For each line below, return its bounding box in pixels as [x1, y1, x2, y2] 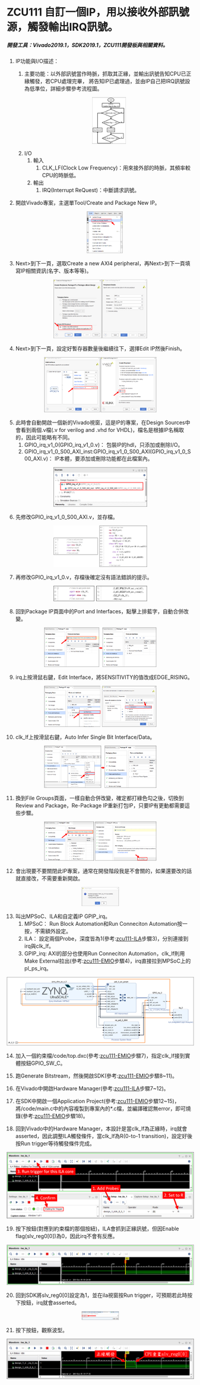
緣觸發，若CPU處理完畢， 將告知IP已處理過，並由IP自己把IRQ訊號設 [24, 78, 191, 85]
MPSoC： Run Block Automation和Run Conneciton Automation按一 [24, 920, 188, 927]
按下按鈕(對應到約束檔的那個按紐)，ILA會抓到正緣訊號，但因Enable [15, 1225, 180, 1232]
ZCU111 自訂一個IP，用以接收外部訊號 [7, 5, 189, 19]
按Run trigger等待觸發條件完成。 [15, 1140, 96, 1147]
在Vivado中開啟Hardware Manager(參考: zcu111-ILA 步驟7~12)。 [15, 1085, 169, 1092]
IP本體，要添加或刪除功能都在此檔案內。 [54, 455, 153, 462]
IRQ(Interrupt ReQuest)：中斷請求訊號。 [42, 186, 140, 193]
